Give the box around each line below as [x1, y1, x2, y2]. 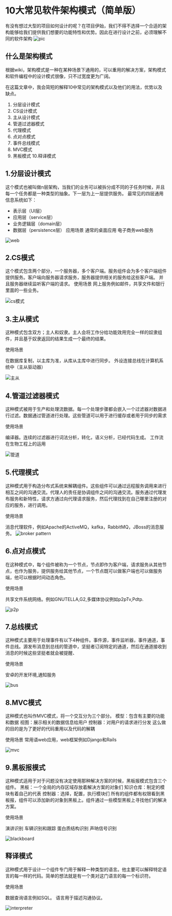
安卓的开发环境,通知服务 [5, 672, 56, 678]
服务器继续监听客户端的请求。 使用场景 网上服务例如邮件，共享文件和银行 [9, 281, 165, 287]
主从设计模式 [12, 114, 40, 120]
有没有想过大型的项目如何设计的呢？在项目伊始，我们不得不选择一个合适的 [5, 23, 162, 29]
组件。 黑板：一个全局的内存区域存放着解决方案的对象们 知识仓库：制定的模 [5, 784, 165, 791]
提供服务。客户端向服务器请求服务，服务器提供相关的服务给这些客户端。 [5, 274, 158, 281]
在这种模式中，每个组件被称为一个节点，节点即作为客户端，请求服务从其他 [5, 561, 162, 567]
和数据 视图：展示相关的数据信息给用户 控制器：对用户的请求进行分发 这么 [5, 719, 162, 725]
